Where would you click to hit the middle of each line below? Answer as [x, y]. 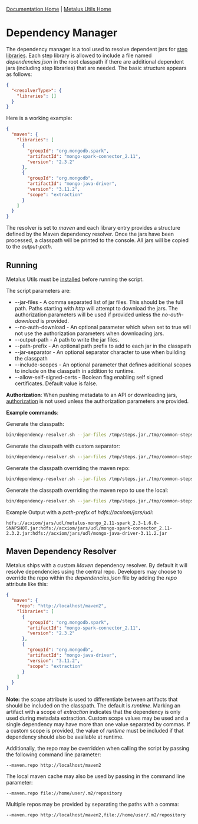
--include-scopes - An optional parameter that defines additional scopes [103, 365]
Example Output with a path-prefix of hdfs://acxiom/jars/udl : [80, 512]
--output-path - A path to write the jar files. [67, 340]
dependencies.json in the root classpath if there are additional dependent [95, 61]
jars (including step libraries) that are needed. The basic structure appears [96, 68]
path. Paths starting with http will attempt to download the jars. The [96, 308]
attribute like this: [27, 584]
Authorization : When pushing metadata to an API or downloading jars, [92, 395]
